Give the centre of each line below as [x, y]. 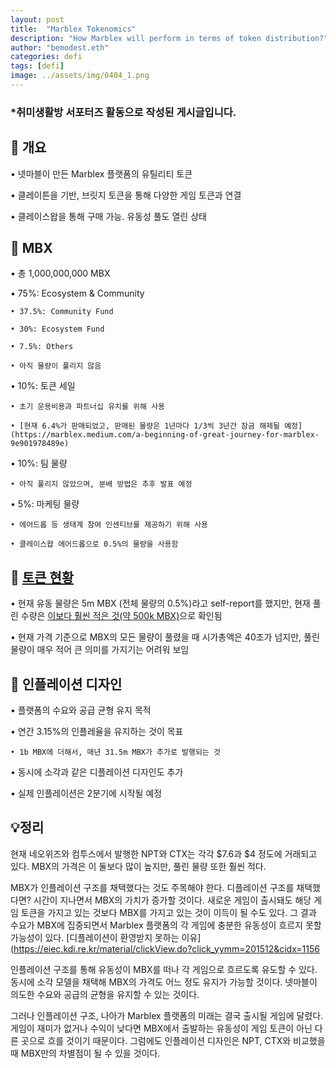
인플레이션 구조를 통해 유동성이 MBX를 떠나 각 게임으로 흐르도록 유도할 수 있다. [164, 969]
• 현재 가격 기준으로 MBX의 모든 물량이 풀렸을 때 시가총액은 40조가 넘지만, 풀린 [165, 637]
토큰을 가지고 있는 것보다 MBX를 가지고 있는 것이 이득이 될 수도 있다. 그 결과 [168, 912]
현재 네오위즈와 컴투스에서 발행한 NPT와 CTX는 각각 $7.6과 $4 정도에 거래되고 [164, 853]
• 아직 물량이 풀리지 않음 [56, 366]
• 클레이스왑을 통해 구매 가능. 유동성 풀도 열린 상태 [108, 216]
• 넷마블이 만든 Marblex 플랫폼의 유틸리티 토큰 [101, 173]
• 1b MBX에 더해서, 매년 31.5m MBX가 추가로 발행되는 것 [115, 752]
